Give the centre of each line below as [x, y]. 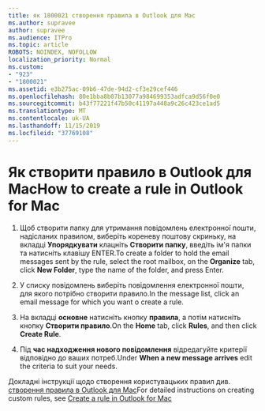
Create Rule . [40, 334]
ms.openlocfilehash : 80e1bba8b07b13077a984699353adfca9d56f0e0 [114, 96]
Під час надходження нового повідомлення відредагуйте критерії [133, 349]
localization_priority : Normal [60, 60]
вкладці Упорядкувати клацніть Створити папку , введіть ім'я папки [135, 244]
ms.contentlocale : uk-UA [49, 119]
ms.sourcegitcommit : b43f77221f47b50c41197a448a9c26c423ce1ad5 [114, 104]
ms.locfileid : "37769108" [50, 133]
